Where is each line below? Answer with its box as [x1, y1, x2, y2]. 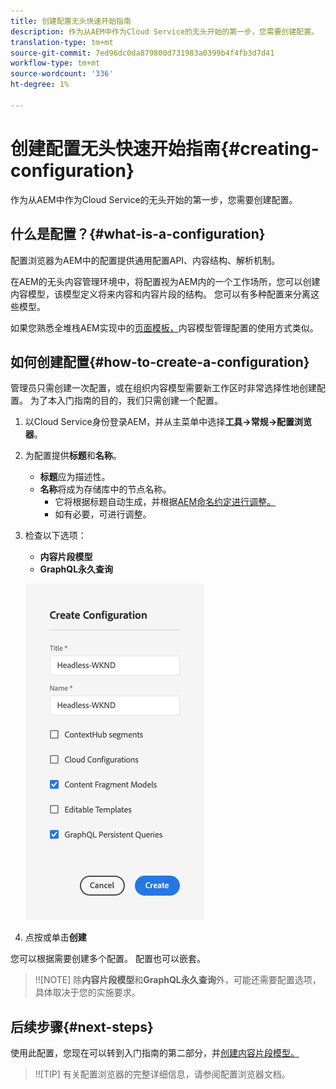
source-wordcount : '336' [10, 69, 114, 79]
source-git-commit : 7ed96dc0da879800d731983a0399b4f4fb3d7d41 [10, 48, 275, 58]
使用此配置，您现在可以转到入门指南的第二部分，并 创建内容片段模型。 [10, 1047, 300, 1059]
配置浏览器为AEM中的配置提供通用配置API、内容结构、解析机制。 [10, 254, 281, 266]
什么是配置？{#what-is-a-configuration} [10, 226, 266, 243]
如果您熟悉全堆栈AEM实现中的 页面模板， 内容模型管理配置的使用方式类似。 [10, 321, 319, 334]
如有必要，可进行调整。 [54, 508, 152, 520]
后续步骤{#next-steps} [10, 1018, 154, 1035]
